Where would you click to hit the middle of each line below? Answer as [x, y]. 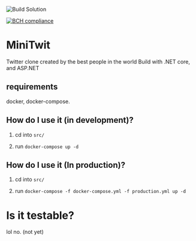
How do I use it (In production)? [66, 165]
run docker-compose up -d [47, 146]
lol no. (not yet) [25, 232]
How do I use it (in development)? [70, 120]
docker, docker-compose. [38, 101]
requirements [32, 87]
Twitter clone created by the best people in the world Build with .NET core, [98, 61]
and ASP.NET [23, 68]
